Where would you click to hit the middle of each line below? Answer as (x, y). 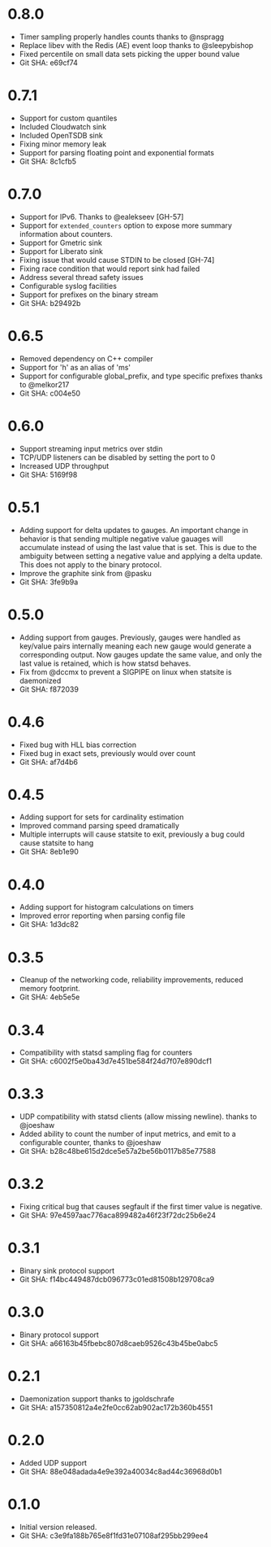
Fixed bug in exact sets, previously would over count (108, 753)
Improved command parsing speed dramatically (99, 826)
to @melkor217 (44, 384)
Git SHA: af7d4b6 (49, 762)
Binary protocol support (59, 1335)
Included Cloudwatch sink (63, 126)
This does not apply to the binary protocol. (90, 564)
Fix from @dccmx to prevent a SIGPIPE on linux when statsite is (125, 671)
